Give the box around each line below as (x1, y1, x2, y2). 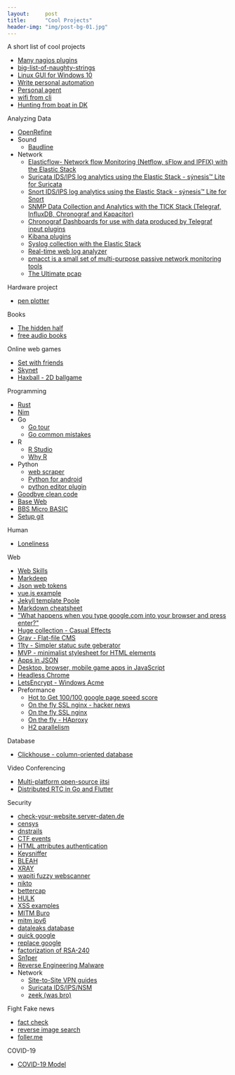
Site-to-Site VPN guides (27, 976, 98, 985)
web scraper (27, 468, 65, 476)
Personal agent (17, 86, 62, 95)
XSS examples (17, 902, 60, 910)
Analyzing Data (7, 114, 51, 123)
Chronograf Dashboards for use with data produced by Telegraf (27, 217, 213, 226)
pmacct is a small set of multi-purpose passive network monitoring (27, 255, 222, 263)
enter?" (17, 618, 39, 628)
